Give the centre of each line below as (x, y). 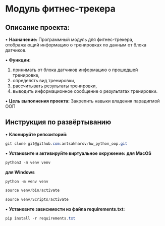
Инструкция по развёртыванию (58, 122)
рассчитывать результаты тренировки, (55, 86)
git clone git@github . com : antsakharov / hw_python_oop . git (66, 144)
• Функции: (18, 60)
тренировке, (26, 75)
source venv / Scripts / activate (37, 200)
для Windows (20, 172)
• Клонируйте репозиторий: (37, 134)
